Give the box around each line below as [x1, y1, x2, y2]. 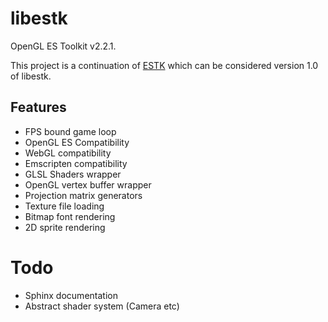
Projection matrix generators [24, 189, 143, 201]
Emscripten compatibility [24, 157, 128, 169]
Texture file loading [24, 200, 105, 212]
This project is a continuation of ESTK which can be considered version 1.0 [10, 59, 319, 71]
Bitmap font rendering [24, 210, 116, 222]
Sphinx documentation [24, 289, 118, 301]
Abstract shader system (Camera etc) [24, 300, 180, 312]
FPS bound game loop [24, 125, 117, 137]
